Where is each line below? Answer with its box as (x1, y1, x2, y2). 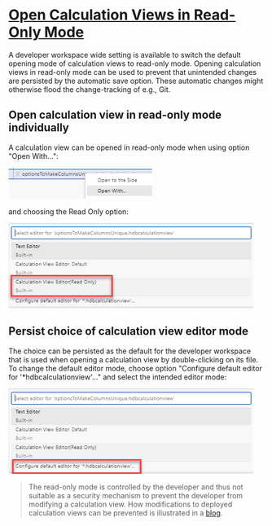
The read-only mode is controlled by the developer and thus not (28, 482, 243, 492)
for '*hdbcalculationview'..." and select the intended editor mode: (8, 372, 227, 382)
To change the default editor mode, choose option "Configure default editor (8, 363, 263, 373)
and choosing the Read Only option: (8, 206, 129, 217)
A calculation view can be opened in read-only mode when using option (8, 142, 250, 152)
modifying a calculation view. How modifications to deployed (28, 499, 233, 509)
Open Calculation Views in (8, 6, 191, 24)
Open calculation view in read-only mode (8, 108, 222, 122)
